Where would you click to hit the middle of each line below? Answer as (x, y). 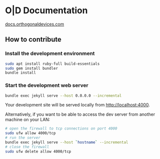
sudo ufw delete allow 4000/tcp (38, 151)
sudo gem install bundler (31, 68)
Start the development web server (47, 85)
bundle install (21, 73)
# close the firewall (27, 147)
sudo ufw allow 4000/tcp (30, 133)
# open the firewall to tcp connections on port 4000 (61, 129)
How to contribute (33, 40)
